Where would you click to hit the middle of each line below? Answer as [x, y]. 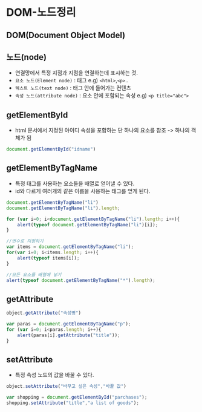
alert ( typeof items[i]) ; [48, 258]
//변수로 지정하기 [25, 241]
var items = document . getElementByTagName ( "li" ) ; [70, 247]
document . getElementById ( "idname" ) [51, 149]
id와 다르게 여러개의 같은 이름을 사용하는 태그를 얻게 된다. [83, 191]
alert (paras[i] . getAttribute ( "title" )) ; [69, 335]
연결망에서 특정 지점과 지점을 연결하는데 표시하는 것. [76, 73]
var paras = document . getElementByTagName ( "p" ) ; [69, 324]
